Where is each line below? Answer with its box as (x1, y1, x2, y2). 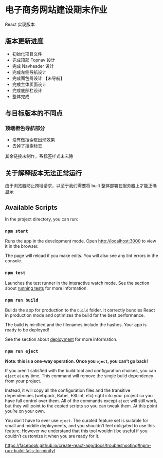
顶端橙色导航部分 (5, 125, 45, 132)
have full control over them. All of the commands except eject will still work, (5, 398, 158, 404)
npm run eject (5, 348, 38, 354)
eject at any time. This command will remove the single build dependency (5, 373, 154, 379)
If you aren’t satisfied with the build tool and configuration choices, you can (5, 368, 157, 374)
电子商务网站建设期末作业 (5, 4, 108, 16)
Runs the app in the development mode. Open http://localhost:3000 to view (5, 238, 157, 244)
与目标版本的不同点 (5, 109, 63, 117)
